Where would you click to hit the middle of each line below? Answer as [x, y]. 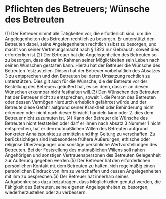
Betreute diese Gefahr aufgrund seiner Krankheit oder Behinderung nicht [79, 107]
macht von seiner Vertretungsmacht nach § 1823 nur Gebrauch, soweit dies [82, 49]
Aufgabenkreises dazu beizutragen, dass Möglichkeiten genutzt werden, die [83, 181]
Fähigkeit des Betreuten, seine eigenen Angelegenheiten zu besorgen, [77, 187]
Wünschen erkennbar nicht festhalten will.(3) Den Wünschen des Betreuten [82, 92]
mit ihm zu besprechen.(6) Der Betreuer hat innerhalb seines [67, 176]
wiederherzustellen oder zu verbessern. [46, 192]
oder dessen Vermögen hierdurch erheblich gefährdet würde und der [76, 102]
